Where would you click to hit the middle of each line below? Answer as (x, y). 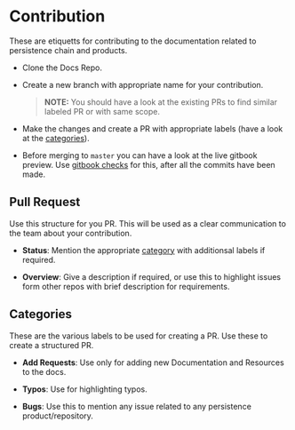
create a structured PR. (52, 345)
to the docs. (44, 371)
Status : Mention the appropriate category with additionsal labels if (144, 250)
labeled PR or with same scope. (102, 111)
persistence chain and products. (68, 50)
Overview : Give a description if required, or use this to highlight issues (151, 276)
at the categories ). (56, 138)
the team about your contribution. (71, 233)
